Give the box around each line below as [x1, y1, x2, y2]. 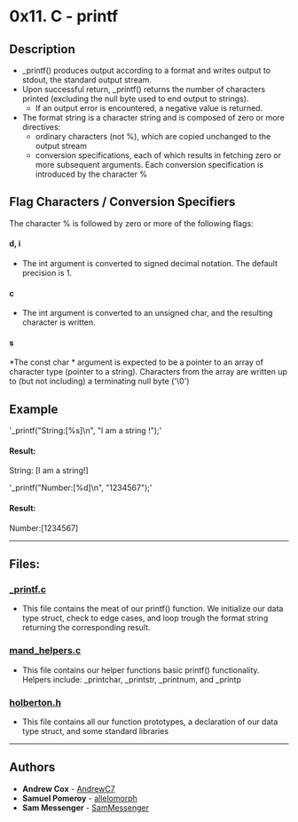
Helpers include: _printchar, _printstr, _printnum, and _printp [21, 674, 241, 684]
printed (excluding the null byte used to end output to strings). [21, 93, 249, 104]
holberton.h [9, 696, 62, 708]
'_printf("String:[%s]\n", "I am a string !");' [9, 425, 162, 436]
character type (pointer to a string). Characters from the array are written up [9, 367, 288, 377]
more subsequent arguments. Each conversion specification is [35, 160, 264, 170]
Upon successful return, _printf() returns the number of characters [21, 84, 266, 94]
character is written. [21, 317, 96, 328]
